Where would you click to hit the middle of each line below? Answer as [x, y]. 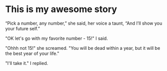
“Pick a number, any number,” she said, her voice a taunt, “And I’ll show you [84, 23]
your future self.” [23, 28]
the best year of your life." [32, 53]
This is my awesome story [61, 9]
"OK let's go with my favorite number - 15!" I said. [57, 38]
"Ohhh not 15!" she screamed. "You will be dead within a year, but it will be [83, 48]
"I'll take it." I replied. [27, 63]
